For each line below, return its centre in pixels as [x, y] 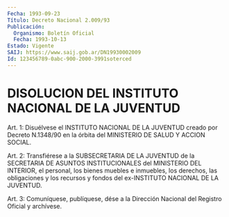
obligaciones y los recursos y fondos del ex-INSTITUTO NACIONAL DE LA [113, 177]
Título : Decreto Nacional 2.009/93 [59, 20]
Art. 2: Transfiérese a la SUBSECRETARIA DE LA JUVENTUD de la [101, 155]
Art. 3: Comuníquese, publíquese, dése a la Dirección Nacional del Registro [114, 198]
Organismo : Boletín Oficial [54, 33]
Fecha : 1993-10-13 [40, 40]
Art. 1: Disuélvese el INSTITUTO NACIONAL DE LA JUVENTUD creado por [112, 127]
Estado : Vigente [31, 46]
